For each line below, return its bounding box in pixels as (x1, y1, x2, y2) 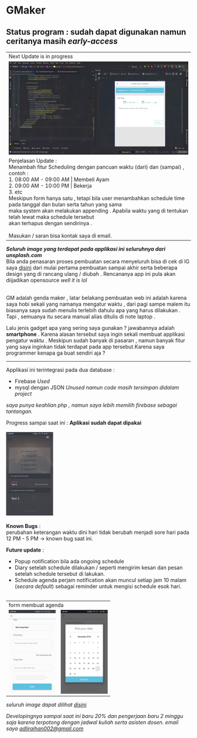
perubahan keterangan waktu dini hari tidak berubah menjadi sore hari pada (6, 529, 189, 536)
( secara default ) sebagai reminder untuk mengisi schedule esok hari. (14, 583, 182, 590)
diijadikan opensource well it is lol (6, 276, 87, 283)
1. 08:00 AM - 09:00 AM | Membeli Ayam (8, 176, 110, 183)
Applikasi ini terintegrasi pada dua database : (6, 366, 116, 373)
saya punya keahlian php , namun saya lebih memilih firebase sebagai (6, 401, 177, 409)
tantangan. (6, 408, 33, 415)
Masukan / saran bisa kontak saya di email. (8, 232, 112, 239)
